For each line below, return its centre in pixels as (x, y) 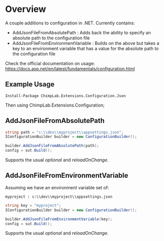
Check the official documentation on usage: (50, 63)
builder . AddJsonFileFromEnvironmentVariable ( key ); (59, 219)
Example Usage (30, 84)
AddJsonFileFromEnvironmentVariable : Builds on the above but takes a (86, 43)
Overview (26, 9)
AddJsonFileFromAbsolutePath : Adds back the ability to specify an (82, 32)
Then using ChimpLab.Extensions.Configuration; (55, 105)
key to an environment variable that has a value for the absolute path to (85, 48)
